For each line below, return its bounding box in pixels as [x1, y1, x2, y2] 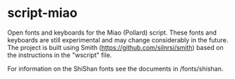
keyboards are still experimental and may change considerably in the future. [7, 35, 229, 44]
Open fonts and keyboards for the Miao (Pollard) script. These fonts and [7, 28, 217, 37]
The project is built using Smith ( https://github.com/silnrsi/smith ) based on [7, 43, 224, 51]
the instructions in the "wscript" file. [7, 51, 112, 59]
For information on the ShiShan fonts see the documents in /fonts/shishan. [7, 64, 224, 73]
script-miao [7, 5, 78, 21]
